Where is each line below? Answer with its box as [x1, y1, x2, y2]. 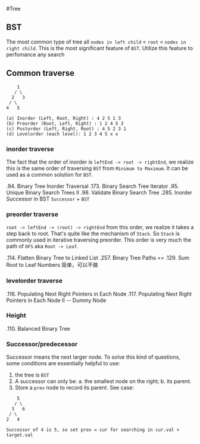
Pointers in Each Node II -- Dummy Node [6, 297, 107, 304]
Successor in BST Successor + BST [6, 195, 90, 202]
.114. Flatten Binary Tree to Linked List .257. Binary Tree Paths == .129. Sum [6, 254, 189, 261]
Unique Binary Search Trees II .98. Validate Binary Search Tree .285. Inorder [6, 189, 192, 196]
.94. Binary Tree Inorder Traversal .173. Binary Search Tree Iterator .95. [6, 182, 179, 190]
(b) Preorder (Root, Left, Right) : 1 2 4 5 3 [6, 121, 124, 127]
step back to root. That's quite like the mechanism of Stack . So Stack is [6, 230, 180, 238]
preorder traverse [6, 210, 58, 218]
